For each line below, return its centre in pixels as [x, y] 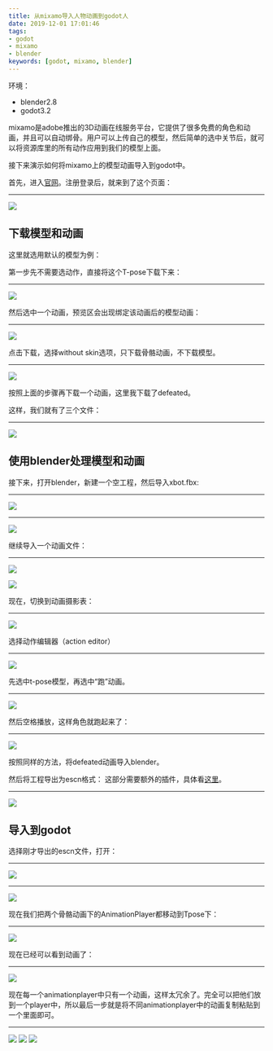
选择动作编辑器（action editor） [62, 641]
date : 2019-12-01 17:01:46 [54, 24]
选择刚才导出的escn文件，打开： [63, 851]
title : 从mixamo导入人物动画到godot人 [68, 16]
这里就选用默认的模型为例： [55, 254]
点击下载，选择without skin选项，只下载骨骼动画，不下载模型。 [114, 352]
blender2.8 [39, 102]
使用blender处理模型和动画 [76, 461]
